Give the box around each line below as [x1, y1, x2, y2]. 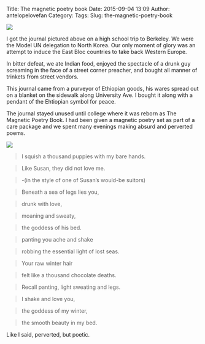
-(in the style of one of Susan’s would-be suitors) [21, 177, 146, 183]
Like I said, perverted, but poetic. [6, 331, 90, 338]
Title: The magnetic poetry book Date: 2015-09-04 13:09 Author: [6, 6, 170, 12]
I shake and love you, [21, 296, 75, 302]
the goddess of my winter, [21, 307, 88, 315]
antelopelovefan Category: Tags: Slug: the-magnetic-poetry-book [6, 12, 173, 19]
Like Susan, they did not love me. [21, 165, 106, 172]
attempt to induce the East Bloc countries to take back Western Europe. [6, 48, 187, 55]
